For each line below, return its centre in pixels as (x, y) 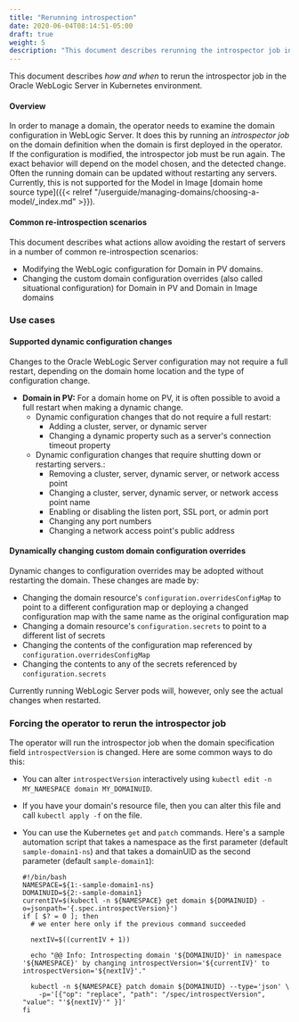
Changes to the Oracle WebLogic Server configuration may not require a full (149, 361)
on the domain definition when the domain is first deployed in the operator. (146, 145)
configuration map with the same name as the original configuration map (155, 616)
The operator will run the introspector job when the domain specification (142, 743)
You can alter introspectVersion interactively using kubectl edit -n (147, 779)
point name (69, 502)
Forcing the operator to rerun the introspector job (118, 723)
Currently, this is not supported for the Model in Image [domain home (136, 183)
